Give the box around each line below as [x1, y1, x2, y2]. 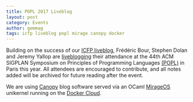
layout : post [6, 14, 38, 20]
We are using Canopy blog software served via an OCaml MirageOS [6, 83, 171, 90]
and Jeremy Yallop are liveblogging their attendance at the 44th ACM [6, 53, 174, 60]
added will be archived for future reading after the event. [6, 72, 144, 79]
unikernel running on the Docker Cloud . [6, 90, 102, 97]
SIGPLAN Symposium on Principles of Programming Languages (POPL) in [6, 60, 185, 67]
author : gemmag [6, 25, 44, 31]
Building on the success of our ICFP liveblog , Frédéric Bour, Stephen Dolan [6, 47, 188, 54]
